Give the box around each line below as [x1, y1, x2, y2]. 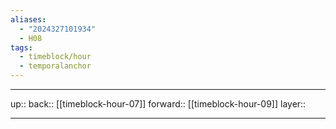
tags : [10, 42, 33, 53]
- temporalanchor [19, 61, 92, 71]
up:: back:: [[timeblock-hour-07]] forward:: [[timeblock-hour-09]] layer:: [10, 98, 307, 110]
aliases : [10, 14, 47, 25]
